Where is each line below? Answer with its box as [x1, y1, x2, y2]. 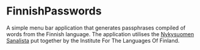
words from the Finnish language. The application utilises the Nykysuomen [6, 30, 194, 37]
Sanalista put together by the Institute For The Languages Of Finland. [6, 37, 180, 44]
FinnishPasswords [6, 4, 102, 18]
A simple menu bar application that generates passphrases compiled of [6, 24, 186, 31]
